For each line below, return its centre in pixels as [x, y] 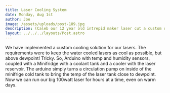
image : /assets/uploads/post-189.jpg [45, 24]
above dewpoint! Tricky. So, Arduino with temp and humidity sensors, [78, 58]
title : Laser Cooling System [36, 10]
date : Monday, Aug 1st [29, 15]
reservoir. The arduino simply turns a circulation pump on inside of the [78, 69]
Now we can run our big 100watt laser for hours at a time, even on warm [80, 79]
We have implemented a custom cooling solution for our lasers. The [76, 48]
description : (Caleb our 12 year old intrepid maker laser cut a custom [83, 29]
